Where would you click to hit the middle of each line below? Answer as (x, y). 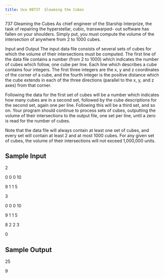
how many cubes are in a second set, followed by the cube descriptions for (81, 100)
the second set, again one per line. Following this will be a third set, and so (80, 105)
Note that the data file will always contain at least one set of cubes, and (77, 130)
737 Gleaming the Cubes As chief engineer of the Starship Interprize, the (79, 24)
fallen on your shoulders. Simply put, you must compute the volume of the (80, 34)
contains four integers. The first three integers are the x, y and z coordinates (82, 70)
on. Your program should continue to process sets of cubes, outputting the (80, 110)
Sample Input (26, 156)
